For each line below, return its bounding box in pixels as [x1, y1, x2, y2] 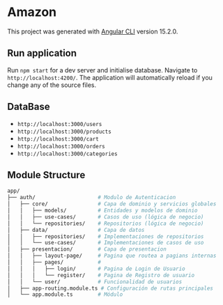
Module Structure [7, 169, 86, 181]
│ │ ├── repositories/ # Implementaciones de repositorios [7, 233, 204, 240]
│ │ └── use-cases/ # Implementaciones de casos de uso [7, 240, 204, 247]
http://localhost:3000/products [17, 128, 111, 135]
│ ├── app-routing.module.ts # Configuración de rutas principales [7, 285, 214, 292]
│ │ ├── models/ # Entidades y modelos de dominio [7, 207, 198, 214]
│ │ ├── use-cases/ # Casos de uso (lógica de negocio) [7, 213, 204, 220]
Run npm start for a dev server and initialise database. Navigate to [7, 65, 198, 74]
